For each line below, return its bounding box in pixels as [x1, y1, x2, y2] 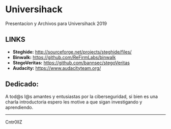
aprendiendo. [5, 104, 34, 110]
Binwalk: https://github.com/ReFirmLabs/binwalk [12, 54, 116, 60]
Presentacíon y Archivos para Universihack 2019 [5, 20, 107, 27]
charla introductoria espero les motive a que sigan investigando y [5, 98, 142, 105]
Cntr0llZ [5, 119, 22, 125]
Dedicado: [5, 80, 39, 89]
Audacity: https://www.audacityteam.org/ [12, 65, 101, 71]
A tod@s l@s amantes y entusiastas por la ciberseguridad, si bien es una [5, 93, 158, 99]
